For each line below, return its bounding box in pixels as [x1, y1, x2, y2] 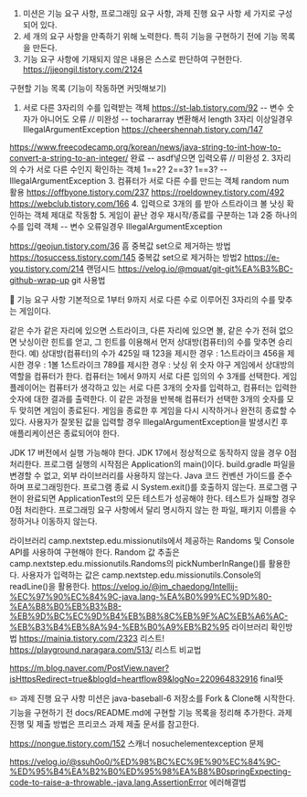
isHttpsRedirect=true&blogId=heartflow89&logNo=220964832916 [9, 674, 259, 684]
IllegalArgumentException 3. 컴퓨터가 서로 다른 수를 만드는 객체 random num [9, 175, 290, 186]
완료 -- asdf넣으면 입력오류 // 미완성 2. [130, 153, 270, 163]
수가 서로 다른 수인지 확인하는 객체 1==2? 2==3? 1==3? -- [18, 164, 228, 175]
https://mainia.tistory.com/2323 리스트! [18, 633, 165, 643]
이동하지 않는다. [40, 515, 98, 526]
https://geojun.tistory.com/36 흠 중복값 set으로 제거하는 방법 [9, 240, 231, 251]
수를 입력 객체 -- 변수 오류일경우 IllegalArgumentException [9, 221, 223, 231]
